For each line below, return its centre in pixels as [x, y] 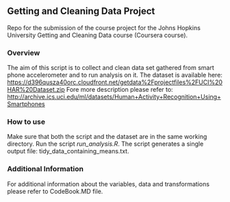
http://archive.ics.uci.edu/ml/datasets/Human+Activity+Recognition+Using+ [114, 97]
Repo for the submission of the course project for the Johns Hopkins [104, 27]
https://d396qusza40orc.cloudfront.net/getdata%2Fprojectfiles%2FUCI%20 [115, 82]
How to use [26, 122]
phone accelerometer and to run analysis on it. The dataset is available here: [115, 75]
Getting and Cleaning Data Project [81, 11]
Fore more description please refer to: [119, 90]
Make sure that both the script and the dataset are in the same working [107, 137]
